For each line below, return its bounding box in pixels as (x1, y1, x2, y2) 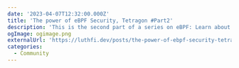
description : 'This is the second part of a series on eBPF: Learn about (7, 23, 231, 30)
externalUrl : (7, 37, 46, 44)
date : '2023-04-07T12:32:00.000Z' (7, 10, 110, 18)
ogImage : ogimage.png (7, 30, 72, 38)
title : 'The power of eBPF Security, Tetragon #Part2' (7, 17, 174, 24)
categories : (7, 43, 43, 50)
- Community (14, 50, 50, 57)
